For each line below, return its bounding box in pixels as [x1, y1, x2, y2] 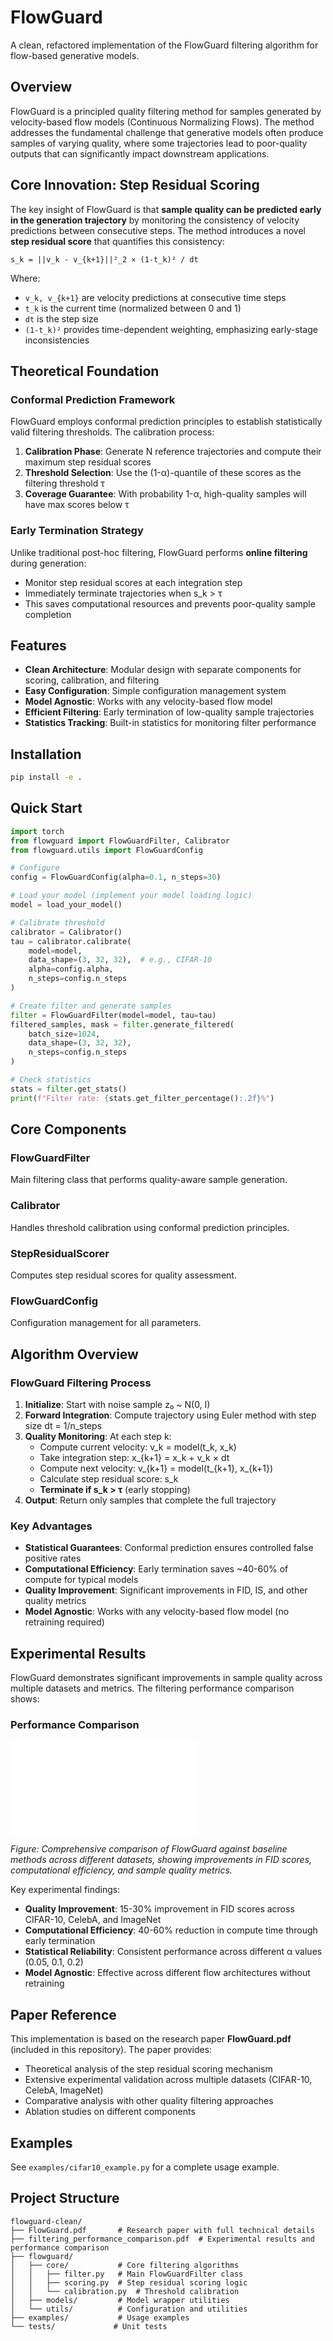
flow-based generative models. [10, 49, 140, 61]
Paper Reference [10, 2006, 117, 2023]
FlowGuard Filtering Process [10, 1376, 152, 1390]
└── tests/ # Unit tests [10, 2321, 168, 2331]
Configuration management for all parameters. [10, 1317, 202, 1329]
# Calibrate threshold [10, 917, 105, 928]
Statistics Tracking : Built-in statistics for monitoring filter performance [24, 717, 317, 729]
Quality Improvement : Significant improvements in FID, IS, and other [24, 1584, 308, 1596]
